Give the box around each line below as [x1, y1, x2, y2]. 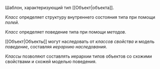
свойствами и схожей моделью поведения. [5, 59, 97, 64]
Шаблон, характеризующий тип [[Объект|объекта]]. [5, 5, 114, 10]
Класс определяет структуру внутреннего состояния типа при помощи [5, 14, 156, 20]
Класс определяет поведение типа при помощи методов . [5, 29, 127, 34]
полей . [5, 20, 20, 25]
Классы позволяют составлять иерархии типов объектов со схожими [5, 53, 152, 59]
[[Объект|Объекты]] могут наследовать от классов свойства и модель [5, 38, 155, 44]
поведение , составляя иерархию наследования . [5, 44, 107, 49]
